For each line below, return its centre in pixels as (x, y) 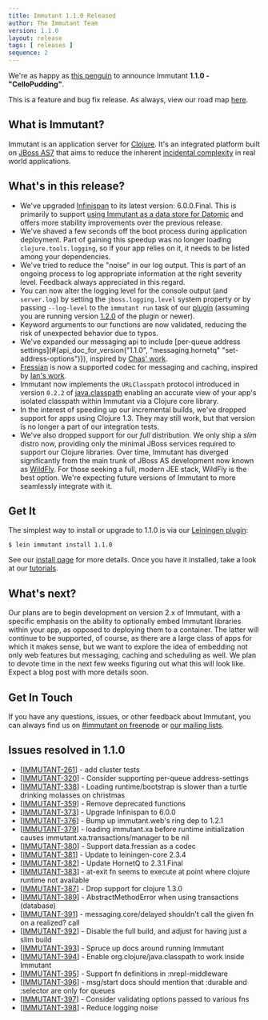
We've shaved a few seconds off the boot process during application (134, 231)
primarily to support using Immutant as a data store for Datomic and (132, 214)
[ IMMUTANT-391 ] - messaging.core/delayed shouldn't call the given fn (137, 914)
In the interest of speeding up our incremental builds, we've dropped (133, 410)
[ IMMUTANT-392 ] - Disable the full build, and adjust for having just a (133, 931)
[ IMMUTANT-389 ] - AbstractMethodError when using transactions (129, 897)
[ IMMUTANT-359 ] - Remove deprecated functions (103, 803)
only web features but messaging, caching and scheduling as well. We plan (132, 655)
